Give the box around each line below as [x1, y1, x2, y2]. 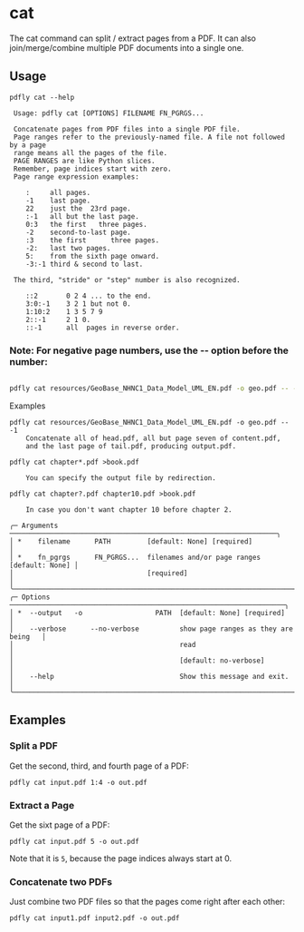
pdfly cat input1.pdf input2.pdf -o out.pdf [9, 914, 180, 923]
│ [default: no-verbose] [9, 656, 265, 665]
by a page [9, 140, 47, 150]
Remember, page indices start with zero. [13, 164, 172, 173]
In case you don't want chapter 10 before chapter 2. [25, 505, 233, 515]
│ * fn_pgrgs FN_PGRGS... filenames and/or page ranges [9, 553, 261, 562]
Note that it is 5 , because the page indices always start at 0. [9, 852, 233, 864]
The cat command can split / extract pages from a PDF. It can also [9, 33, 256, 44]
